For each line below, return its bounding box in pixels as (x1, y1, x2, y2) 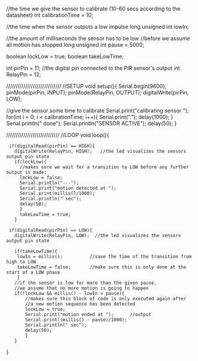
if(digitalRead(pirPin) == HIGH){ (8, 143, 95, 149)
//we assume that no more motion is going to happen (14, 285, 149, 291)
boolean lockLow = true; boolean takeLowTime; (6, 53, 124, 60)
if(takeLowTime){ (14, 248, 58, 255)
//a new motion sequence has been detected (25, 301, 136, 307)
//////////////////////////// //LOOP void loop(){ (6, 132, 109, 138)
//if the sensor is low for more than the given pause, (14, 280, 157, 286)
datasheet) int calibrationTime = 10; (6, 11, 94, 19)
